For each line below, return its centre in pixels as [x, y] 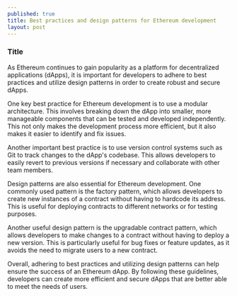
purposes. [22, 214]
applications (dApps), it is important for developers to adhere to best [107, 74]
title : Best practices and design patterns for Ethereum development [112, 21]
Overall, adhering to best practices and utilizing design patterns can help [113, 263]
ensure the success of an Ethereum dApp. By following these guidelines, [113, 271]
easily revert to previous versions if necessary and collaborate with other [114, 162]
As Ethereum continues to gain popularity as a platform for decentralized [113, 67]
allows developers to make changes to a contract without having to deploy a [118, 235]
